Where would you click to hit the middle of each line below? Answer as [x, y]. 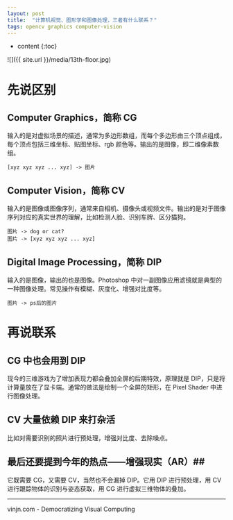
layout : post [26, 14]
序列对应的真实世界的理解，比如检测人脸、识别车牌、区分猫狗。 [98, 217]
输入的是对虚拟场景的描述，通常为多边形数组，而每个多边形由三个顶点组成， [116, 135]
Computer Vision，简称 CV [66, 191]
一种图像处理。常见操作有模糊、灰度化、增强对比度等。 [86, 288]
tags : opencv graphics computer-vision [65, 26]
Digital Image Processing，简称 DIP [85, 262]
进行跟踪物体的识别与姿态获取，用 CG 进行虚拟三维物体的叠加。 [98, 488]
